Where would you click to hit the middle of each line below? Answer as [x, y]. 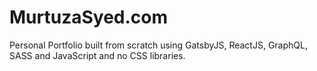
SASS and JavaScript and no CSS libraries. [97, 55]
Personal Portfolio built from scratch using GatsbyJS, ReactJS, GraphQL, [158, 45]
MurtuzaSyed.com [89, 17]
